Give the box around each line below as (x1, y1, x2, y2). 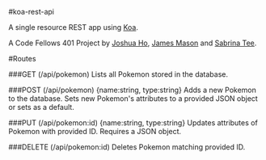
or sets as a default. (8, 103, 74, 112)
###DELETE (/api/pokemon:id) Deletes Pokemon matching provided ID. (8, 142, 246, 152)
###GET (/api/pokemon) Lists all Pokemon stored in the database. (8, 69, 229, 79)
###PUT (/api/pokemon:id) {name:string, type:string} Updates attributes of (8, 118, 259, 128)
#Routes (8, 54, 36, 63)
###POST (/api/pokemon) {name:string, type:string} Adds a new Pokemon (8, 85, 257, 95)
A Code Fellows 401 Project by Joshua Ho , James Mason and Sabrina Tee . (8, 38, 257, 48)
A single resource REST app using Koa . (8, 23, 139, 32)
